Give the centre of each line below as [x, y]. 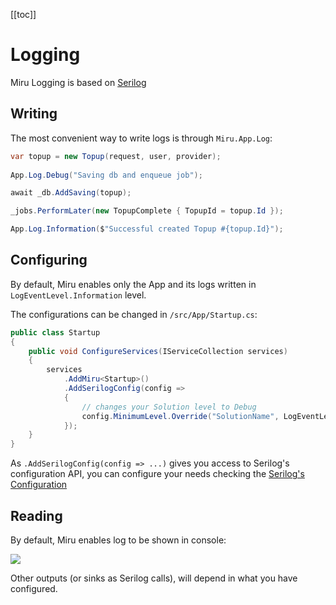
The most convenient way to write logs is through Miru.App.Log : [141, 138]
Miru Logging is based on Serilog [78, 82]
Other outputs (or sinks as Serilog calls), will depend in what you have [154, 578]
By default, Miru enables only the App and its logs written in [133, 284]
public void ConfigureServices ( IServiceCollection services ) [158, 351]
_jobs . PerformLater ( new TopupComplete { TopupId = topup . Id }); [147, 211]
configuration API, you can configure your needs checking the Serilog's [157, 474]
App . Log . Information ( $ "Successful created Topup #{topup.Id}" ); [147, 229]
